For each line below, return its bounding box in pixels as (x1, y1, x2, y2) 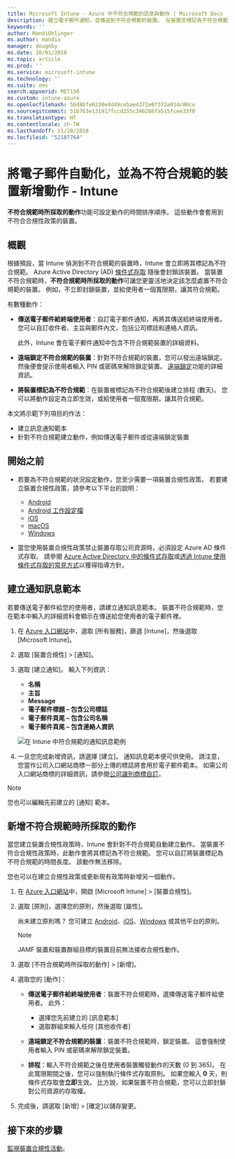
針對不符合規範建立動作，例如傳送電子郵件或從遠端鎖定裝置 (17, 433, 190, 441)
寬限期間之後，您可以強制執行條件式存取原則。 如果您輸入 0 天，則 (34, 1070, 227, 1078)
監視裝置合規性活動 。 (7, 1144, 69, 1153)
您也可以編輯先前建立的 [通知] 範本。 (7, 798, 114, 806)
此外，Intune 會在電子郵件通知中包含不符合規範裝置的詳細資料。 (17, 338, 204, 347)
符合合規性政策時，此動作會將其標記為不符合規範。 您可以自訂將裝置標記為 (7, 849, 224, 857)
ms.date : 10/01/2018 (7, 50, 68, 57)
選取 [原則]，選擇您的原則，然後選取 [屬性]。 (17, 902, 147, 911)
